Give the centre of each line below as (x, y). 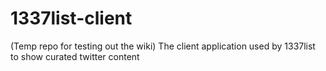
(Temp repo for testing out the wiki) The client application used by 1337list (163, 46)
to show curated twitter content (75, 56)
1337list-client (71, 18)
